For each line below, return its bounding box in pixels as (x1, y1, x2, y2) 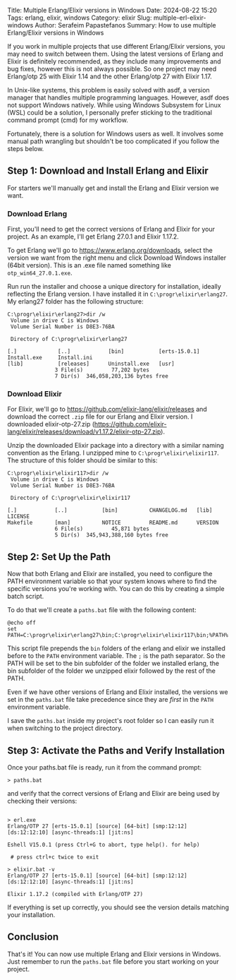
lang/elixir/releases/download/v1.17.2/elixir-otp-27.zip (7, 427, 161, 436)
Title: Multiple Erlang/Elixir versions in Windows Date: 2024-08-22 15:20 (7, 6, 217, 14)
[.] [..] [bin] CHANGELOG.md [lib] (7, 507, 213, 514)
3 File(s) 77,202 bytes (54, 366, 150, 374)
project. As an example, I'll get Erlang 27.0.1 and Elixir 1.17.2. (7, 232, 180, 241)
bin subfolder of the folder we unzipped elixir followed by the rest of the (7, 667, 216, 675)
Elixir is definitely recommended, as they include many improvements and (7, 57, 221, 66)
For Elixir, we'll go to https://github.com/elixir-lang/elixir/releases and (7, 405, 208, 414)
